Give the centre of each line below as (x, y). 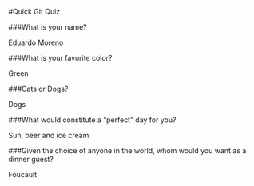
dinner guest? (31, 159)
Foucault (23, 174)
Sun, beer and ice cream (49, 135)
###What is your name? (48, 27)
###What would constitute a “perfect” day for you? (92, 120)
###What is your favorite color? (60, 58)
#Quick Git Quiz (34, 12)
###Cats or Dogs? (38, 89)
